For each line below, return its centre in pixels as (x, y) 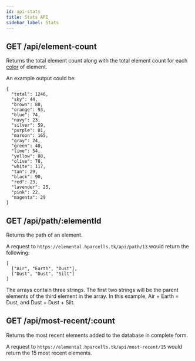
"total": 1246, (30, 94)
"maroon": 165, (30, 136)
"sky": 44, (25, 100)
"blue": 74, (26, 115)
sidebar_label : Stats (33, 22)
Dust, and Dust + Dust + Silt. (41, 302)
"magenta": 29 (28, 198)
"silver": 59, (28, 125)
